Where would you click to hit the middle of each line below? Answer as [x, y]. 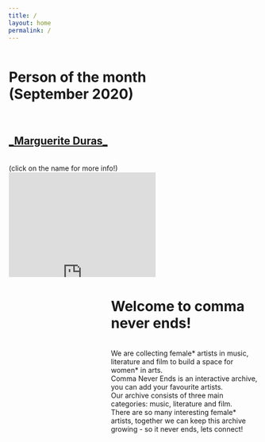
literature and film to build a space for [172, 362]
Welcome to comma [178, 306]
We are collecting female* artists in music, [180, 353]
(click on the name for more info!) [63, 168]
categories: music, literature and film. [171, 404]
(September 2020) [71, 94]
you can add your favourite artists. [167, 387]
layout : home [30, 23]
